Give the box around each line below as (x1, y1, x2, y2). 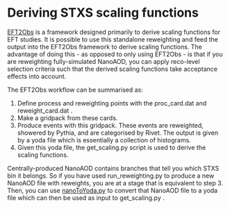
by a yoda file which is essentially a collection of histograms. (17, 135, 191, 144)
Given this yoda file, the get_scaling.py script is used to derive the (17, 143, 206, 151)
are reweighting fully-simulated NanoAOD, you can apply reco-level (7, 57, 200, 65)
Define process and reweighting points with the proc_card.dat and (17, 99, 207, 107)
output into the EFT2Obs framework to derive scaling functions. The (7, 42, 203, 51)
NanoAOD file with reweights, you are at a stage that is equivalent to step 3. (7, 178, 224, 187)
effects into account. (7, 72, 67, 81)
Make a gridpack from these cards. (17, 113, 118, 122)
